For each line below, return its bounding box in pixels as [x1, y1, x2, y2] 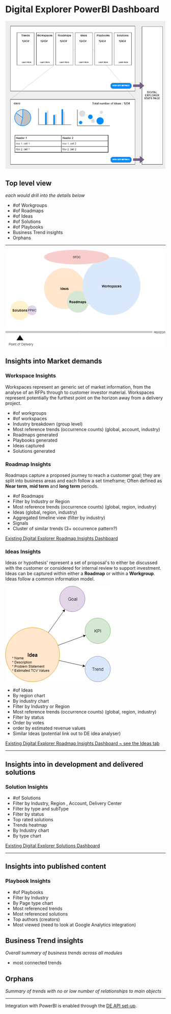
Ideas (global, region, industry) [12, 509, 77, 515]
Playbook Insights [5, 877, 51, 884]
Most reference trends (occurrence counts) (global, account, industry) [12, 426, 160, 432]
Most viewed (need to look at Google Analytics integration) [12, 922, 136, 928]
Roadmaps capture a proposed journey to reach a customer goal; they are [5, 472, 160, 478]
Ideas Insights [5, 548, 41, 555]
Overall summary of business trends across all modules [5, 950, 123, 956]
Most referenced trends [12, 905, 63, 911]
